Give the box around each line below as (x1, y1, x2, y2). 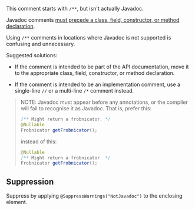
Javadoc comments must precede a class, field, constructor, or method (6, 17, 180, 23)
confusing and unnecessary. (6, 41, 75, 47)
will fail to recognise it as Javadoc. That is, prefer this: (20, 105, 152, 111)
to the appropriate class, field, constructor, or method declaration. (14, 70, 175, 76)
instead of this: (20, 138, 57, 145)
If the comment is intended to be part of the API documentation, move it (14, 63, 189, 70)
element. (6, 199, 28, 206)
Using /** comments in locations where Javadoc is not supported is (6, 34, 171, 41)
